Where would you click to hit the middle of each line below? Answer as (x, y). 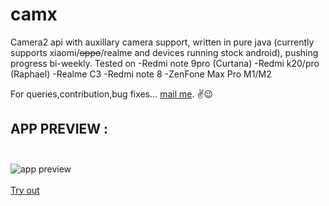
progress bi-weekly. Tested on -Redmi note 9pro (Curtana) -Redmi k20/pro (165, 63)
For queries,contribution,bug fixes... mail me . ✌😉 (112, 94)
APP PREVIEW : (59, 129)
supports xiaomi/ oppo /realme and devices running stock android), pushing (164, 52)
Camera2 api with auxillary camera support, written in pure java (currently (162, 42)
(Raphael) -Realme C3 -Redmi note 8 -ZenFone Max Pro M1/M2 (141, 74)
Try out (25, 190)
